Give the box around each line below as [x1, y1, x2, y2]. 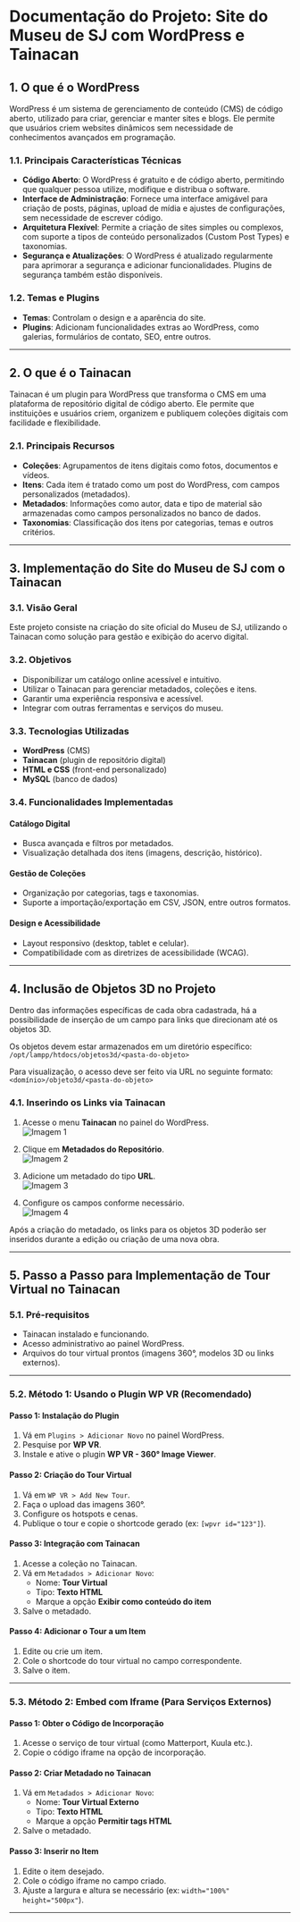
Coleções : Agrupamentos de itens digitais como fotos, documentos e [21, 460, 279, 471]
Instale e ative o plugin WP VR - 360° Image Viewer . [21, 1449, 217, 1460]
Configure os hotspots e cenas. [21, 1508, 138, 1519]
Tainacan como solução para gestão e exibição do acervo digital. [9, 632, 249, 642]
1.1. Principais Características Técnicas [9, 154, 182, 166]
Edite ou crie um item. [21, 1646, 103, 1657]
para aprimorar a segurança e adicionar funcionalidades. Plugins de [21, 260, 272, 271]
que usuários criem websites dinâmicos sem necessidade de [9, 122, 234, 133]
